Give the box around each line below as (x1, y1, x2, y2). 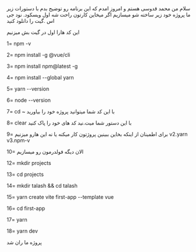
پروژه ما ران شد (6, 239, 43, 246)
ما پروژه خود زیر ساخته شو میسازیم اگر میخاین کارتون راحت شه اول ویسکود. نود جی (6, 11, 191, 18)
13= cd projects (6, 171, 44, 178)
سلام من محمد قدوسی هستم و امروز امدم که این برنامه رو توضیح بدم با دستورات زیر (6, 5, 191, 12)
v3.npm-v (6, 137, 30, 144)
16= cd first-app (6, 205, 45, 212)
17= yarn (6, 216, 28, 223)
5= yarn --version (6, 85, 50, 92)
